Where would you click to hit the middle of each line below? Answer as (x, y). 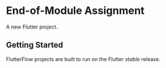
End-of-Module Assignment (75, 11)
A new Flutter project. (32, 27)
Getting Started (35, 45)
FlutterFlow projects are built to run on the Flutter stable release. (83, 59)
